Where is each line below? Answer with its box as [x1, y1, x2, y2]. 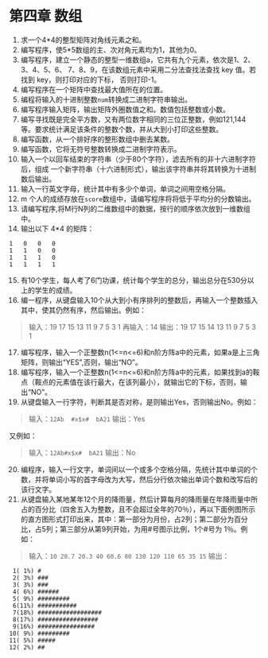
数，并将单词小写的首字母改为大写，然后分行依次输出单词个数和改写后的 [20, 474, 258, 484]
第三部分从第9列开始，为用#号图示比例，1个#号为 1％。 [60, 524, 241, 533]
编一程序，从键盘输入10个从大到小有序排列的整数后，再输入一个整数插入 [20, 295, 258, 304]
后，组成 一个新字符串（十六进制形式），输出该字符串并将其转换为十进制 [20, 164, 257, 173]
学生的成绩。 [34, 285, 77, 295]
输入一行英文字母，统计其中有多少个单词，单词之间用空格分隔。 [20, 184, 230, 193]
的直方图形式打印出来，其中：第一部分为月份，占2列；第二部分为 [20, 514, 235, 524]
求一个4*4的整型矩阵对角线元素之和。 [20, 35, 146, 45]
